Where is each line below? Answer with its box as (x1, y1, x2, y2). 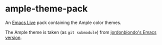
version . (5, 34, 22, 40)
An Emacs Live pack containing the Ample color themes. (5, 19, 121, 25)
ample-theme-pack (5, 3, 88, 14)
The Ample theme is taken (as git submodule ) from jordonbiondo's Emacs (5, 29, 156, 35)
